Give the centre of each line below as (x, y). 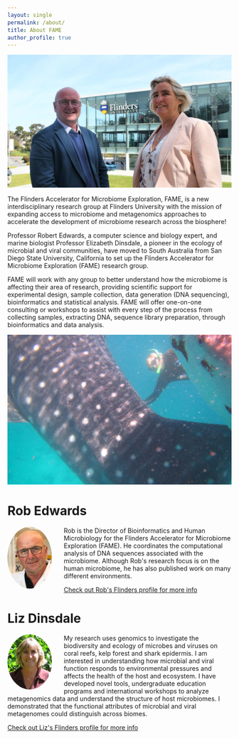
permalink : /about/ (36, 22)
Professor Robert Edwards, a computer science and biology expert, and (112, 235)
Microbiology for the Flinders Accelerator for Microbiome (147, 538)
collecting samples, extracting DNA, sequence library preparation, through (116, 317)
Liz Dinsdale (44, 618)
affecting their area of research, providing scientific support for (100, 287)
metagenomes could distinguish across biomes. (78, 714)
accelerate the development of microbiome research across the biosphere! (117, 222)
